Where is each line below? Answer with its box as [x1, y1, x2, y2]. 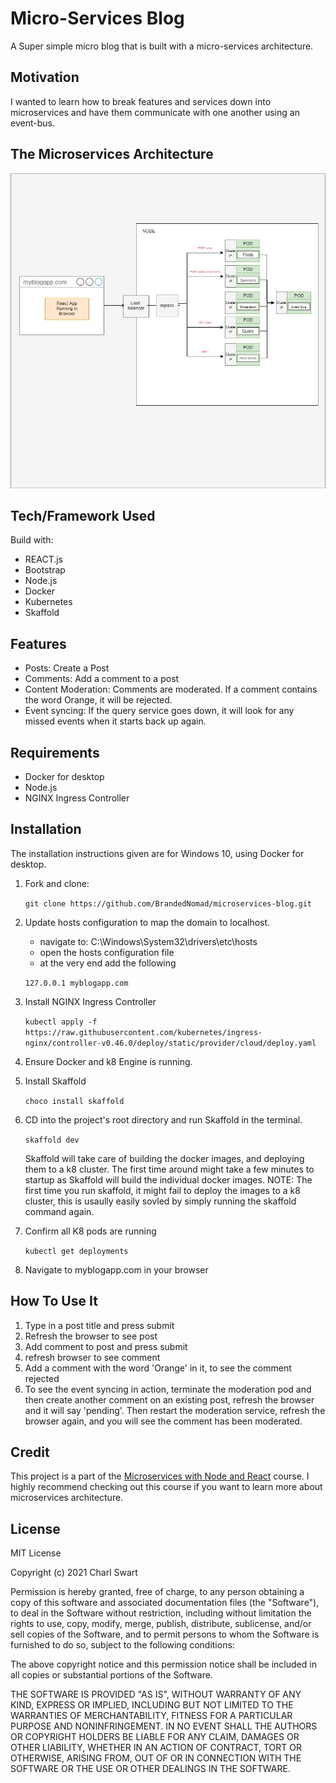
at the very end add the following [39, 957, 177, 969]
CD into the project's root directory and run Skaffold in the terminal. [24, 1113, 303, 1126]
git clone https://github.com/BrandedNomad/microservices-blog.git [24, 898, 312, 909]
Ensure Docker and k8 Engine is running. [24, 1055, 193, 1067]
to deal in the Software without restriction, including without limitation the [10, 1607, 312, 1619]
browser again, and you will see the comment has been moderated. [24, 1415, 303, 1427]
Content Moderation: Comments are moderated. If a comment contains [24, 683, 318, 696]
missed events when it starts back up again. [24, 715, 207, 727]
